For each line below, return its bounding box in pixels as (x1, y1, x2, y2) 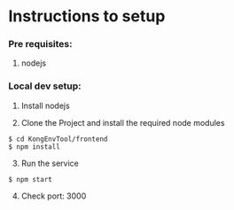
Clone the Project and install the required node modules (20, 117, 225, 128)
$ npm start (8, 175, 52, 183)
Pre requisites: (8, 38, 73, 51)
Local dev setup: (8, 80, 82, 92)
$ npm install (8, 142, 61, 152)
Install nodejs (20, 100, 70, 111)
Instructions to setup (8, 6, 166, 27)
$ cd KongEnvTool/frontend (8, 135, 108, 144)
